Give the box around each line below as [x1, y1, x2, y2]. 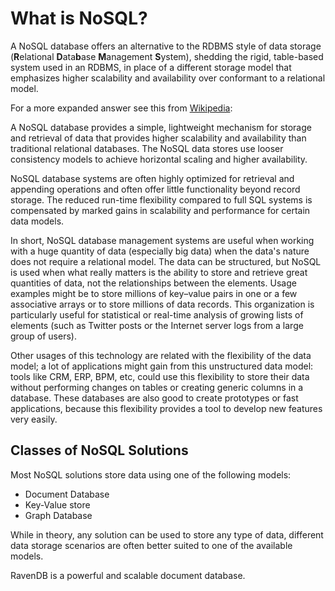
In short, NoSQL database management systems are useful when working [10, 234, 315, 246]
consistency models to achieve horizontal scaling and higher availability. [10, 153, 308, 165]
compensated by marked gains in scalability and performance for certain [10, 204, 311, 216]
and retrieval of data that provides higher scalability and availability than [10, 132, 307, 144]
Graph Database [24, 509, 93, 521]
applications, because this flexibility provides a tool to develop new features [10, 402, 323, 414]
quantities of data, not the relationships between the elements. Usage [10, 277, 297, 289]
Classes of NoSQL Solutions [10, 442, 189, 459]
